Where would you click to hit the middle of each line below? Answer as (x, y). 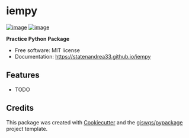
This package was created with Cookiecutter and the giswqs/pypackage (94, 122)
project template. (27, 129)
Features (23, 75)
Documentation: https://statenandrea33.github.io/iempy (83, 56)
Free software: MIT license (47, 50)
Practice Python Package (38, 38)
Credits (20, 108)
